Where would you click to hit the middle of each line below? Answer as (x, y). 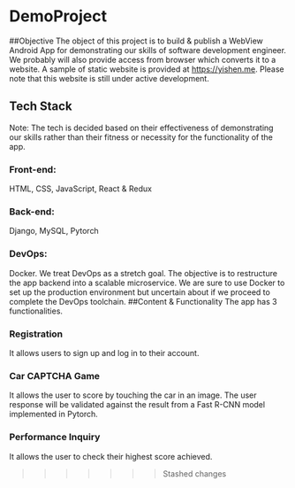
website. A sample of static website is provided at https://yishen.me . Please (147, 69)
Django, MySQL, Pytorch (54, 231)
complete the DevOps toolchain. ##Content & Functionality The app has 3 (143, 301)
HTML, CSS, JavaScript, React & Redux (81, 189)
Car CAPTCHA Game (54, 376)
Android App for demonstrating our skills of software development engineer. (148, 50)
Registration (36, 334)
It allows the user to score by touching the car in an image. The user (133, 395)
